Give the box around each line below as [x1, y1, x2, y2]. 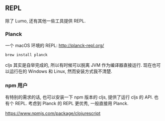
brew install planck [5, 52, 48, 58]
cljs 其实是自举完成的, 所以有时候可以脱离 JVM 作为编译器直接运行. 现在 [5, 62, 153, 68]
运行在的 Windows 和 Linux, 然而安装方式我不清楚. [9, 68, 113, 74]
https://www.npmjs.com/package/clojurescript [5, 111, 101, 117]
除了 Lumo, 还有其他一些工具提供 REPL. [5, 17, 86, 24]
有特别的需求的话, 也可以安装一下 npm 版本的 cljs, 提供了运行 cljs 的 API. [5, 94, 153, 100]
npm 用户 [5, 82, 28, 89]
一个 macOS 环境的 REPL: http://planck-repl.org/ [5, 42, 104, 49]
